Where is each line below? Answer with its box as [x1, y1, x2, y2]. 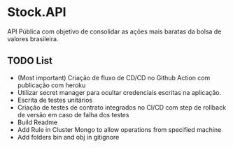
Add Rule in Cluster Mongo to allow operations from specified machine [17, 125, 222, 133]
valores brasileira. [7, 34, 59, 43]
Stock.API [7, 4, 66, 20]
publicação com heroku [17, 81, 86, 89]
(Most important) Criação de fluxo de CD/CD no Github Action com [17, 73, 211, 82]
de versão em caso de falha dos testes [17, 110, 129, 119]
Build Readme [17, 118, 58, 126]
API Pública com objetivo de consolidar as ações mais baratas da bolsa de [7, 27, 222, 36]
